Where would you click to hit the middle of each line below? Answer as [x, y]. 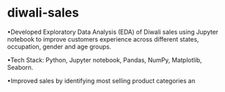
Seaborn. [20, 67]
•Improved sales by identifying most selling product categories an [101, 80]
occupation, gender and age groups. [60, 46]
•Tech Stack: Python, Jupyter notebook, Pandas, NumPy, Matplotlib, [105, 59]
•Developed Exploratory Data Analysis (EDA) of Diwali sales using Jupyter [113, 32]
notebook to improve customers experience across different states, [103, 39]
